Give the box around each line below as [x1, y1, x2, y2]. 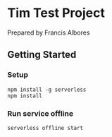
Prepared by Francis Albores [7, 28, 90, 37]
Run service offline [7, 108, 74, 118]
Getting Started [7, 49, 77, 61]
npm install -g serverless [7, 86, 87, 93]
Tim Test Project [7, 5, 106, 21]
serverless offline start [7, 124, 83, 131]
